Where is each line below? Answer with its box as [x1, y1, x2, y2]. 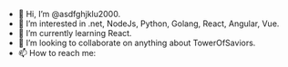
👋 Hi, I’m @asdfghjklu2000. [17, 9, 121, 19]
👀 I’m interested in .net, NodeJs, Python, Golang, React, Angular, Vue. [17, 18, 280, 29]
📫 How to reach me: [17, 48, 97, 58]
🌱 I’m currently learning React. [17, 28, 132, 38]
